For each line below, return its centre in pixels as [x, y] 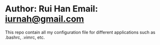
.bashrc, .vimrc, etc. [25, 37]
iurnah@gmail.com [44, 19]
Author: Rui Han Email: [52, 9]
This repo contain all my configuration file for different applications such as [80, 32]
